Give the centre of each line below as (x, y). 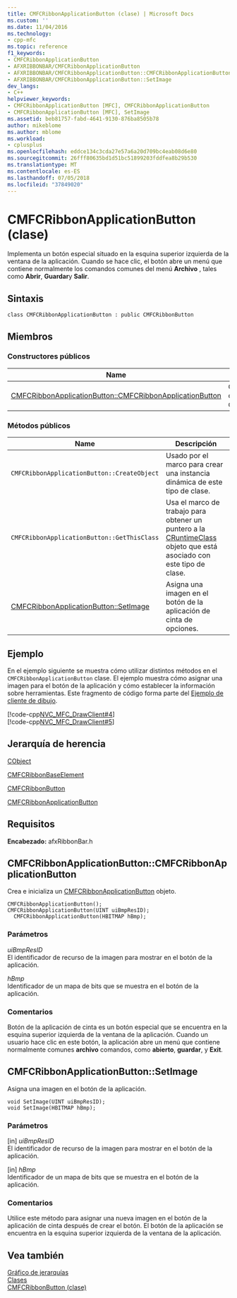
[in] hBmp (22, 1170)
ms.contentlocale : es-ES (44, 171)
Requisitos (31, 824)
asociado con (188, 555)
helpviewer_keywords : (39, 100)
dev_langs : (23, 86)
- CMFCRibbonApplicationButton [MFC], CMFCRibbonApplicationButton (109, 106)
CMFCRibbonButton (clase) (47, 1287)
